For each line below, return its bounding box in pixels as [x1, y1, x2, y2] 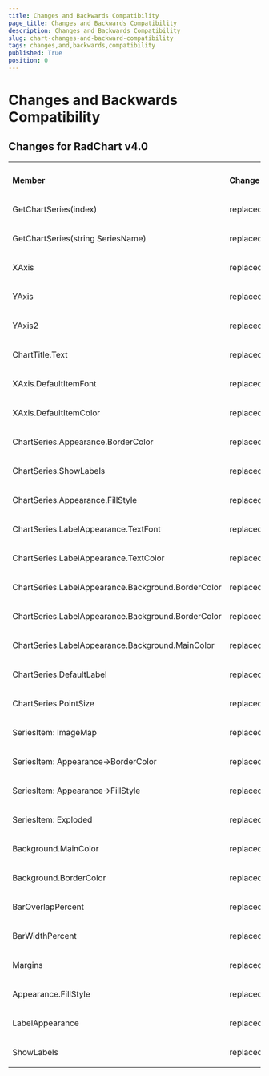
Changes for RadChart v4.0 [8, 140, 148, 153]
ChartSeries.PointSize [12, 698, 94, 709]
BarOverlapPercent [12, 901, 85, 912]
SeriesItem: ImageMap [12, 726, 98, 738]
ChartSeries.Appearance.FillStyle [12, 494, 138, 505]
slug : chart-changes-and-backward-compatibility [8, 34, 174, 42]
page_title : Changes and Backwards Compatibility [8, 19, 178, 27]
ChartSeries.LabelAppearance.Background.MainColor [12, 639, 215, 650]
